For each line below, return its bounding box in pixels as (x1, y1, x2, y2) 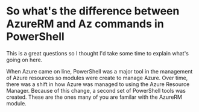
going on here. (6, 56, 43, 63)
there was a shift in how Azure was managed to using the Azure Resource (6, 80, 190, 88)
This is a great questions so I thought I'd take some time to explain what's (6, 49, 189, 57)
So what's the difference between (6, 4, 180, 18)
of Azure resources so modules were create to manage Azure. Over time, (6, 74, 188, 81)
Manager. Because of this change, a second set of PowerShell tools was (6, 87, 186, 94)
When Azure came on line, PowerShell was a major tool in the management (6, 67, 193, 75)
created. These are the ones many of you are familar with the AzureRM (6, 93, 183, 101)
